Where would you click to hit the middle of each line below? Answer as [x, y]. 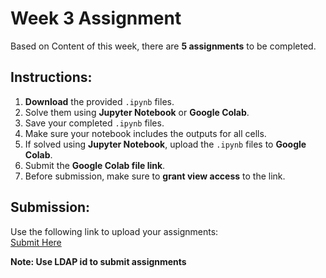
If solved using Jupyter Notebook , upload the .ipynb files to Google [165, 144]
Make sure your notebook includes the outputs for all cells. [145, 133]
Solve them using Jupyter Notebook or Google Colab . [137, 112]
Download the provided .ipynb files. [99, 101]
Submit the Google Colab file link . [95, 165]
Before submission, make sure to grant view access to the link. [155, 176]
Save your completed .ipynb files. [94, 123]
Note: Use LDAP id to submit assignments [98, 261]
